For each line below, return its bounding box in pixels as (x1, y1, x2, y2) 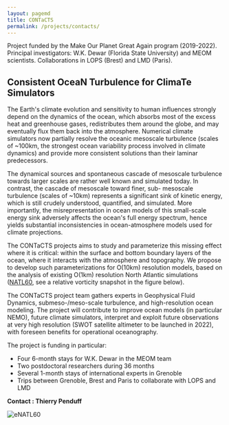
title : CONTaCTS (7, 17, 54, 23)
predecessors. (7, 156, 48, 165)
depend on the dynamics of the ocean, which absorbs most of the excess (7, 113, 216, 121)
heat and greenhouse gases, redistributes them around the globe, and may (7, 120, 219, 128)
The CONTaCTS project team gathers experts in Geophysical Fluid (7, 292, 195, 300)
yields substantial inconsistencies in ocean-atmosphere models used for (7, 221, 212, 229)
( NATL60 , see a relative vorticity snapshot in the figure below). (7, 278, 184, 286)
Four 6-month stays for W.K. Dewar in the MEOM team (17, 355, 172, 363)
